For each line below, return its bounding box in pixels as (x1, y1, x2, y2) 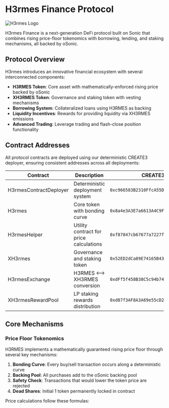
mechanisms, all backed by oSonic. (5, 40, 78, 46)
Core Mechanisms (5, 319, 64, 328)
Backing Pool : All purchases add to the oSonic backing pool (12, 372, 137, 378)
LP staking (73, 290, 99, 297)
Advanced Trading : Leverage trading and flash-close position (12, 121, 141, 127)
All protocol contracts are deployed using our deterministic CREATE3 (5, 154, 148, 160)
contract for (73, 228, 102, 235)
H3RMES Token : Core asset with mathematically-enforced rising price (12, 84, 158, 90)
